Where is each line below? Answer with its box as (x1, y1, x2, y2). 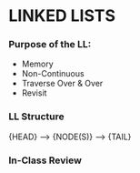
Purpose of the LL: (8, 38, 92, 51)
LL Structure (8, 110, 65, 123)
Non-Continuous (21, 68, 85, 79)
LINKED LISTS (8, 5, 115, 26)
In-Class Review (8, 154, 83, 167)
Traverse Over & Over (21, 78, 104, 89)
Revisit (21, 87, 47, 98)
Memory (21, 58, 54, 69)
